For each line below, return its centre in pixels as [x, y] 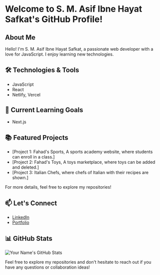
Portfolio [21, 222]
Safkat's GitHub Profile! [54, 19]
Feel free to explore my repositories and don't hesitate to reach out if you [78, 262]
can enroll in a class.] [33, 157]
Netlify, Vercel [26, 95]
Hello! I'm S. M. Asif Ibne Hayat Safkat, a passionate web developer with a [79, 49]
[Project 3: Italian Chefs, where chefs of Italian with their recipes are [80, 173]
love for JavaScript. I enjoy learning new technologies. [60, 54]
